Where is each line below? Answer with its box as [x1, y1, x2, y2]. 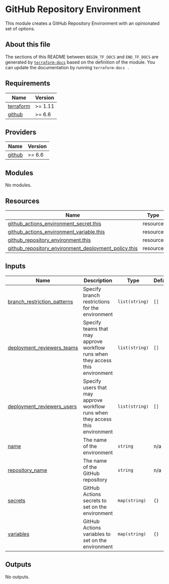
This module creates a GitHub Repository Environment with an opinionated [5, 20, 160, 26]
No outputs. [5, 573, 30, 579]
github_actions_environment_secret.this [8, 220, 102, 227]
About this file [5, 40, 51, 49]
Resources [5, 197, 40, 205]
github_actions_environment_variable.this [8, 228, 105, 235]
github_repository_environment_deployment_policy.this [8, 245, 138, 252]
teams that [82, 325, 108, 332]
